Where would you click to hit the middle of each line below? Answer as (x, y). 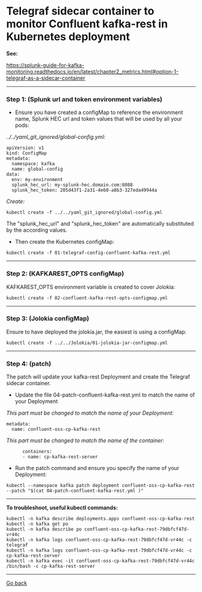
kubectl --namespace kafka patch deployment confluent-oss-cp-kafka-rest (101, 486)
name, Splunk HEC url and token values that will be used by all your (98, 119)
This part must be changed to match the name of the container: (85, 441)
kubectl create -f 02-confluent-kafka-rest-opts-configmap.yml (87, 298)
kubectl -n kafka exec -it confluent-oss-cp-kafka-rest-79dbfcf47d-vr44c (101, 561)
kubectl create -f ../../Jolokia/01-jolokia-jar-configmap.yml (87, 343)
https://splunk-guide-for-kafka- (45, 65)
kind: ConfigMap (26, 153)
